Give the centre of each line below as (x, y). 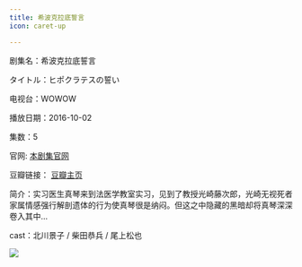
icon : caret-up (38, 26)
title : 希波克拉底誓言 (47, 17)
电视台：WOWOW (43, 99)
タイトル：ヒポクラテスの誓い (64, 79)
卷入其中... (29, 216)
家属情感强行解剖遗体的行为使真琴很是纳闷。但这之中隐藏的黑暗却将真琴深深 (151, 205)
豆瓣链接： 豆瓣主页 (46, 175)
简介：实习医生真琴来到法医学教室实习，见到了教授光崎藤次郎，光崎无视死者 (151, 194)
